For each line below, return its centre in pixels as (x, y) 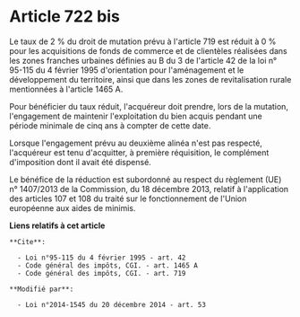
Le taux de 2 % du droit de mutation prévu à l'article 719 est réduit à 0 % (143, 41)
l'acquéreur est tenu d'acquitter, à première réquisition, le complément (139, 152)
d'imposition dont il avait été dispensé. (81, 162)
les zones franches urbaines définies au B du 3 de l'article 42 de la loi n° (143, 60)
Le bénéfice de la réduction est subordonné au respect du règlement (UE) (146, 179)
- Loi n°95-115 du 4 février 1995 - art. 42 (102, 258)
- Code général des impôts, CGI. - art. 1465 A (108, 265)
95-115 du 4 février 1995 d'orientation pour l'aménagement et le (127, 70)
